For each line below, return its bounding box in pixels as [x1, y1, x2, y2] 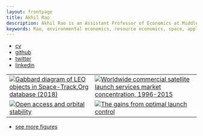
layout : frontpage [6, 8, 53, 15]
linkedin [14, 62, 35, 69]
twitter [14, 55, 31, 62]
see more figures [14, 123, 58, 131]
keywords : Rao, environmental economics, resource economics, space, [6, 25, 185, 32]
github [14, 49, 31, 56]
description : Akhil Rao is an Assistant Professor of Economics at [6, 20, 180, 26]
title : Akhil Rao [6, 15, 50, 21]
